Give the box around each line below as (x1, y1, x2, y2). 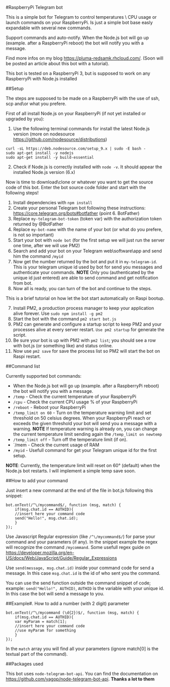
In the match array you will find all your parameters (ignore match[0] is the (6, 646, 158, 652)
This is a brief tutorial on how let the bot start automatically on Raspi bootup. (6, 295, 164, 301)
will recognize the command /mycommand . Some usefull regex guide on (6, 544, 150, 550)
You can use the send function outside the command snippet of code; (6, 580, 151, 586)
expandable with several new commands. (6, 25, 92, 31)
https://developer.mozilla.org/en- (6, 549, 75, 556)
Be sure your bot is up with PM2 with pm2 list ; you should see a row (13, 337, 156, 343)
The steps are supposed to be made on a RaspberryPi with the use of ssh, (6, 96, 160, 101)
